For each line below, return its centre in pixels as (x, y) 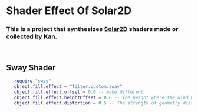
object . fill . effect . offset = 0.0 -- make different (79, 92)
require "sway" (32, 81)
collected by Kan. (32, 36)
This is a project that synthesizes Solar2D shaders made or (92, 29)
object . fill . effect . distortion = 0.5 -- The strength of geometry (97, 103)
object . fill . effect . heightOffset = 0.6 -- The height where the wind (101, 97)
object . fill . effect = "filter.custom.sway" (68, 87)
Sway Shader (31, 68)
